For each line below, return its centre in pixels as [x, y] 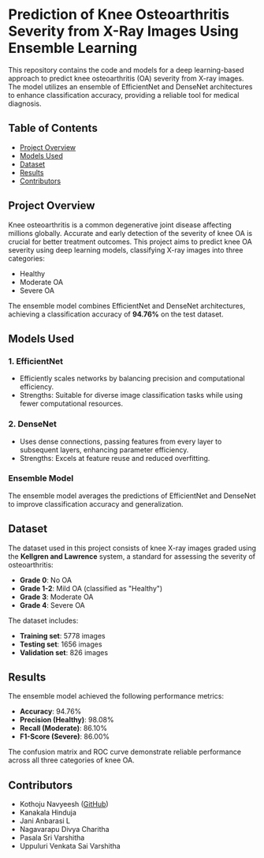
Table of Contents [53, 128]
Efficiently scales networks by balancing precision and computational [132, 378]
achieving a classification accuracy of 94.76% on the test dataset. [116, 314]
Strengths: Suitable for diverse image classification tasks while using [131, 395]
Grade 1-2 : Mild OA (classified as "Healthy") [91, 588]
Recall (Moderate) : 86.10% [63, 729]
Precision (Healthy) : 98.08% [67, 720]
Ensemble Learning [73, 48]
